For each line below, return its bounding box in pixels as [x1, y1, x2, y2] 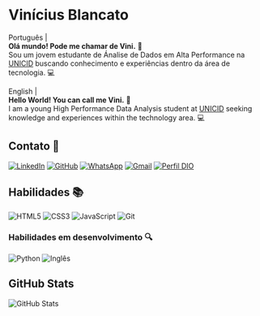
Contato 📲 [8, 140, 60, 154]
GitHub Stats [8, 277, 75, 291]
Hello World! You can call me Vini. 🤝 [8, 95, 131, 105]
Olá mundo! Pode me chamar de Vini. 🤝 [8, 41, 143, 50]
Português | [8, 32, 48, 42]
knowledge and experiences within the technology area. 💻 [8, 112, 205, 123]
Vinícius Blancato [8, 6, 130, 24]
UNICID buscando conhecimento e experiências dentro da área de [8, 58, 231, 68]
